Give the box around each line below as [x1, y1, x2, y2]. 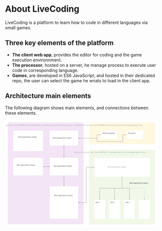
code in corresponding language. [12, 67, 79, 73]
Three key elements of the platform [5, 39, 114, 47]
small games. [5, 24, 32, 30]
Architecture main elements [5, 92, 91, 100]
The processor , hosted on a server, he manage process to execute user [12, 62, 156, 68]
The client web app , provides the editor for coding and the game [12, 52, 142, 58]
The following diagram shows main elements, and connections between [5, 105, 149, 111]
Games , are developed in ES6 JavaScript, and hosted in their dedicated [12, 72, 155, 78]
